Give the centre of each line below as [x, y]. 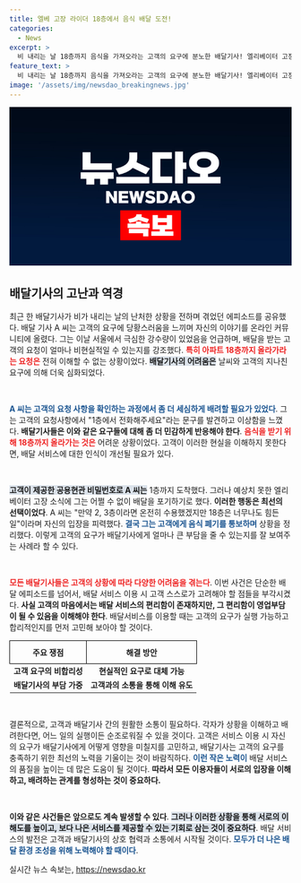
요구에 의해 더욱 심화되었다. [57, 373]
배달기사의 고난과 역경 [66, 293]
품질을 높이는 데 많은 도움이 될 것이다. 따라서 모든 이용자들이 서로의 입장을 [146, 769]
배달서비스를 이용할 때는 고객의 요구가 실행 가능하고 [199, 616]
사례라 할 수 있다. [48, 546]
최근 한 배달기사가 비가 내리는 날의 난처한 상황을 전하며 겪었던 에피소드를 [136, 316]
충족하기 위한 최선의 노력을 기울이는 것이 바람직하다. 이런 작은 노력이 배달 [137, 757]
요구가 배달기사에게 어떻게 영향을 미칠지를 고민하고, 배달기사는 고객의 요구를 [151, 746]
